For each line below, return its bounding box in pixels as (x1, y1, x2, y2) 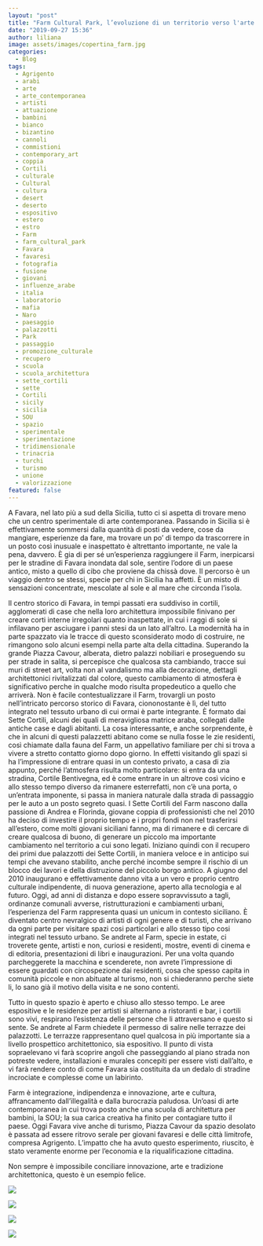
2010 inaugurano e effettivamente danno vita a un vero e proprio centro (8, 874, 239, 883)
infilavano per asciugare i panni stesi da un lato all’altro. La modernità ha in (8, 623, 250, 632)
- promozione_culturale (15, 347, 93, 356)
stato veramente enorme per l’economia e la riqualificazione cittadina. (8, 1146, 234, 1156)
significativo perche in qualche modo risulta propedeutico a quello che (8, 681, 237, 691)
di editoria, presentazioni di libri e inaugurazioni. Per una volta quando (8, 948, 235, 958)
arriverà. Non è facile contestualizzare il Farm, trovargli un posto (8, 690, 216, 699)
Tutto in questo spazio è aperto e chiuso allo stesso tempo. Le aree (8, 997, 225, 1006)
